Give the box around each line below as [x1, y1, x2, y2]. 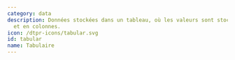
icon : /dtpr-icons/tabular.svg [7, 29, 99, 37]
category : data [7, 10, 52, 17]
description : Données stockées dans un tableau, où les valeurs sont [7, 17, 215, 23]
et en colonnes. [13, 23, 61, 30]
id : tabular [7, 36, 42, 43]
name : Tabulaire [7, 42, 55, 49]
